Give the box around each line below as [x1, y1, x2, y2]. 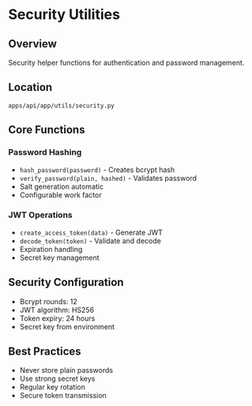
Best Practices [8, 345, 81, 358]
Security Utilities [8, 6, 121, 24]
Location [8, 81, 53, 94]
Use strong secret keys [19, 374, 96, 384]
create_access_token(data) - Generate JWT [19, 227, 164, 237]
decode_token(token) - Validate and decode [19, 235, 162, 246]
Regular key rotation [19, 382, 85, 392]
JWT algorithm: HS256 [19, 305, 95, 314]
